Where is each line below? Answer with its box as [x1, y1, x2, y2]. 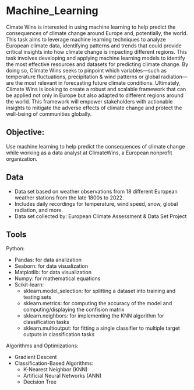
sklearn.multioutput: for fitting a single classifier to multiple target [23, 325, 181, 332]
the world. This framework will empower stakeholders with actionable [6, 98, 173, 105]
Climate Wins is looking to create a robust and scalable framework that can [6, 85, 186, 92]
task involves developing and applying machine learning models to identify [6, 54, 185, 61]
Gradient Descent [14, 354, 57, 361]
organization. [6, 155, 38, 162]
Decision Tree [23, 378, 57, 385]
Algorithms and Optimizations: [6, 342, 79, 349]
